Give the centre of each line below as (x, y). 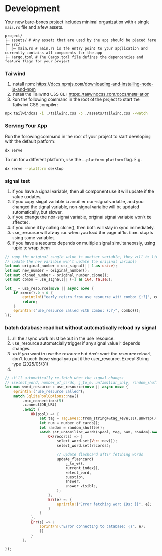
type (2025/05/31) (30, 364)
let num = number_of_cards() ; (70, 423)
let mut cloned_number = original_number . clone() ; (57, 275)
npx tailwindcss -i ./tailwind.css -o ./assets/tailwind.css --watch (76, 114)
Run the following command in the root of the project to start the (76, 99)
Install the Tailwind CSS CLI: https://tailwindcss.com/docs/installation (81, 94)
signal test (18, 181)
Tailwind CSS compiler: (35, 105)
